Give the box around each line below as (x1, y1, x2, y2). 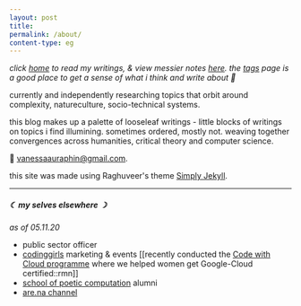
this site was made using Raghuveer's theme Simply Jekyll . (9, 170, 228, 181)
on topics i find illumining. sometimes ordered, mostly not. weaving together (9, 127, 290, 137)
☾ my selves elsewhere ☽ (9, 199, 107, 210)
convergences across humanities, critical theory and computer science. (9, 136, 274, 146)
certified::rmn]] (21, 268, 79, 279)
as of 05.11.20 (9, 222, 60, 233)
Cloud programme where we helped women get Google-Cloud (21, 258, 254, 269)
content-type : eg (9, 38, 74, 48)
